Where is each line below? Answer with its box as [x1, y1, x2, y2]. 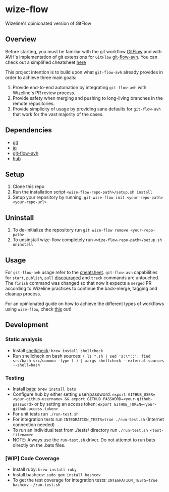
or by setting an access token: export [34, 401, 112, 407]
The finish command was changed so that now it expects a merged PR [5, 280, 152, 286]
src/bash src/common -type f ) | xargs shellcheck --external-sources [12, 358, 164, 363]
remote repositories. [12, 100, 55, 106]
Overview [5, 35, 37, 44]
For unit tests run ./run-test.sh [12, 410, 79, 417]
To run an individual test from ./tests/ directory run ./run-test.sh [12, 427, 148, 433]
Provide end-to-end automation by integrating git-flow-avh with [12, 84, 147, 90]
